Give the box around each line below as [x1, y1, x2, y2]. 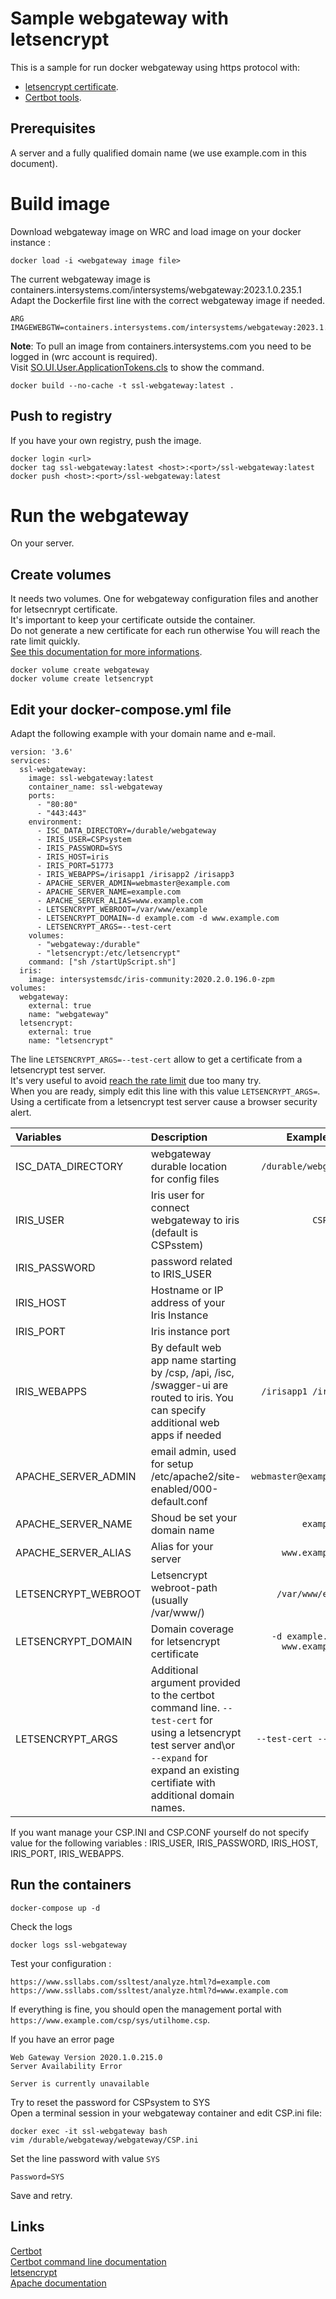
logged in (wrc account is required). [10, 350, 158, 362]
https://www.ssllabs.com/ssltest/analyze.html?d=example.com [10, 1977, 271, 1987]
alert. [10, 1107, 32, 1119]
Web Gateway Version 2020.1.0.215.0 [10, 2052, 163, 2062]
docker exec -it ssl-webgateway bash [10, 2126, 168, 2136]
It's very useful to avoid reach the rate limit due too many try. [10, 1075, 262, 1087]
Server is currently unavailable [10, 2078, 150, 2089]
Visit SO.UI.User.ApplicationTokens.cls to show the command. [10, 361, 265, 373]
